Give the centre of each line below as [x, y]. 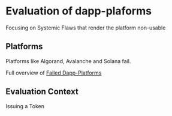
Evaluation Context [42, 92]
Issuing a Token [25, 106]
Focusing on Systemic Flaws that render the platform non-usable [86, 28]
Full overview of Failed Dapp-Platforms [54, 73]
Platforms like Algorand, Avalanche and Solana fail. [68, 61]
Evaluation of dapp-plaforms [79, 11]
